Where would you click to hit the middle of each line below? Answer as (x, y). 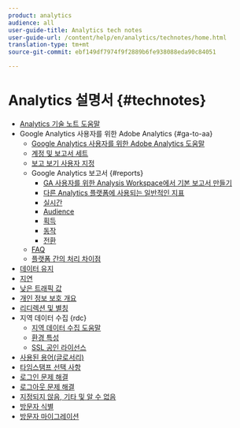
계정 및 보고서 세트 (60, 153)
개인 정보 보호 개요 (48, 298)
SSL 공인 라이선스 (59, 347)
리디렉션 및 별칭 (44, 307)
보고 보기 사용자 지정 (63, 163)
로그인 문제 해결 (44, 377)
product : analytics (40, 15)
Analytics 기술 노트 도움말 (60, 124)
